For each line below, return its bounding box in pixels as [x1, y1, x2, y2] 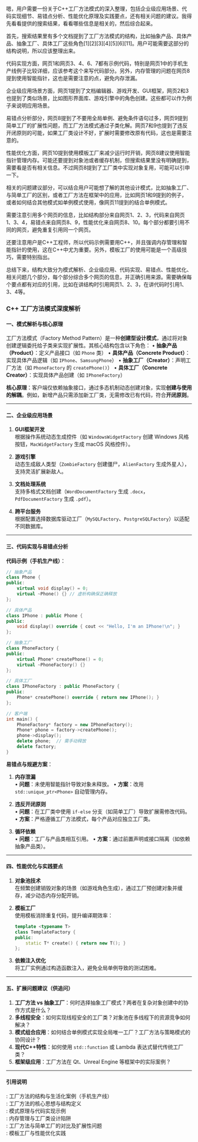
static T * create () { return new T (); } [25, 940, 126, 946]
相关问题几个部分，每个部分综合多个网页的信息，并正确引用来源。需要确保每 [6, 274, 192, 280]
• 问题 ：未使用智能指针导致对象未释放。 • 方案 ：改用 [14, 780, 144, 788]
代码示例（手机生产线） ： [6, 557, 66, 564]
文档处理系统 [14, 481, 46, 488]
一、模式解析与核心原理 [6, 320, 63, 327]
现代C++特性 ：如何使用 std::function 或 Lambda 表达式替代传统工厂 [14, 1043, 184, 1050]
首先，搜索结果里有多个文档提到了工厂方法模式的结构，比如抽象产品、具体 [6, 33, 187, 40]
